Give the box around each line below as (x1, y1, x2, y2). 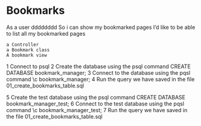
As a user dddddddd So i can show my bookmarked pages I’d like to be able (6, 24, 196, 31)
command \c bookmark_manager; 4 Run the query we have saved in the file (6, 75, 195, 83)
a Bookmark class (6, 46, 50, 53)
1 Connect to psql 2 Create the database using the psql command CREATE (6, 63, 191, 70)
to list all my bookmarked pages (6, 30, 86, 37)
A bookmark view (6, 52, 47, 58)
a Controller (6, 42, 39, 48)
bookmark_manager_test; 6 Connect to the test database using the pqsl (6, 100, 185, 107)
